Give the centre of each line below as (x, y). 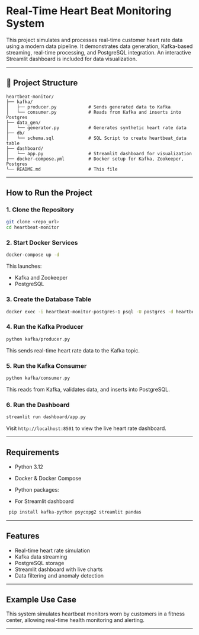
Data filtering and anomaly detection (59, 575)
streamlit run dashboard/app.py (46, 417)
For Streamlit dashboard (44, 501)
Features (23, 536)
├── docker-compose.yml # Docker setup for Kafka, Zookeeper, (95, 159)
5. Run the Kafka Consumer (46, 365)
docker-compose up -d (33, 255)
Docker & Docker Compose (48, 478)
